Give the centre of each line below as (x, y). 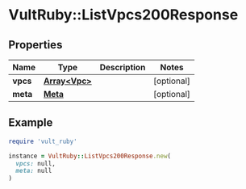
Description (123, 67)
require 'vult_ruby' (43, 141)
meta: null (34, 171)
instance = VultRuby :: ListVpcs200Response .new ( (90, 156)
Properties (35, 45)
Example (31, 123)
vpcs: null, (36, 163)
